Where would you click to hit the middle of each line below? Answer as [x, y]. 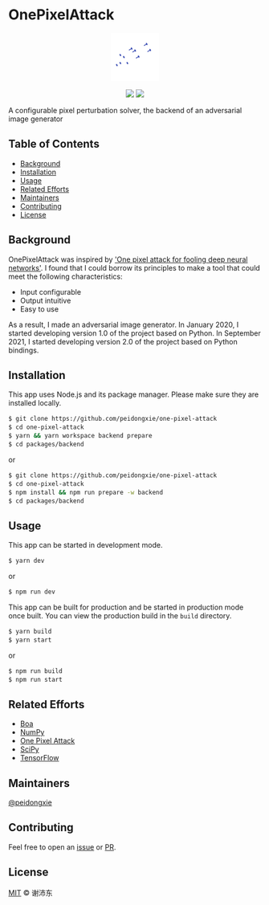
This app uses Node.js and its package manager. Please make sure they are [134, 394]
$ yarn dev [26, 561]
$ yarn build [30, 631]
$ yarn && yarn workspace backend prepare [80, 436]
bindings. [24, 350]
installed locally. [35, 403]
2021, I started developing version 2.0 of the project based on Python [123, 341]
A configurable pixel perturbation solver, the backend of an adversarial [125, 110]
